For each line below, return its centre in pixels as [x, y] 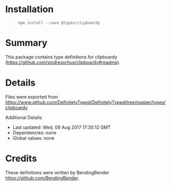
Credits [21, 159]
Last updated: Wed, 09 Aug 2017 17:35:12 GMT [62, 127]
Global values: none [33, 138]
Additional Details [24, 117]
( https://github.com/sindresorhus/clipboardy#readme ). [63, 62]
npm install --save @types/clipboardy [59, 23]
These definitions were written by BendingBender [57, 172]
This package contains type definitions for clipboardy [61, 57]
